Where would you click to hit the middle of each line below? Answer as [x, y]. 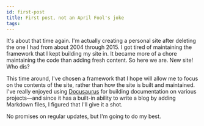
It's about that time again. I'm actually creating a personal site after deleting [101, 41]
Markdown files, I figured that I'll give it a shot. [65, 105]
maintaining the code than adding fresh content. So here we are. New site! [100, 60]
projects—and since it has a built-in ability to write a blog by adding [91, 98]
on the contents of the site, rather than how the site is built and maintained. [101, 85]
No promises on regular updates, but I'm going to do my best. [84, 116]
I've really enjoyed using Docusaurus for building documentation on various [101, 92]
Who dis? [18, 67]
